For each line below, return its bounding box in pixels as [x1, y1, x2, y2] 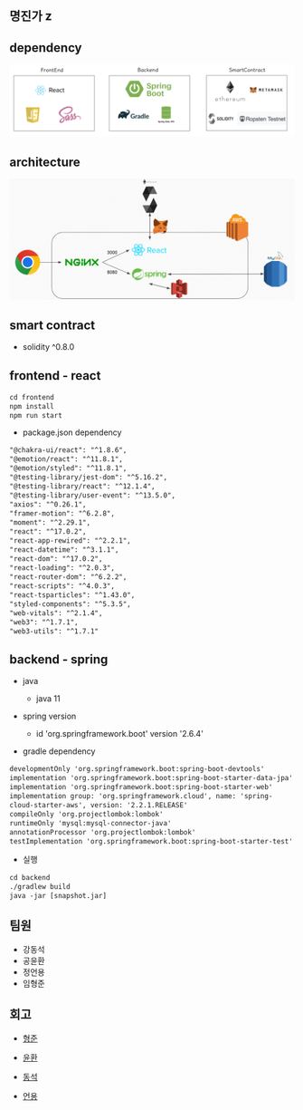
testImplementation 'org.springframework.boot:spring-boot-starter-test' [9, 837, 294, 846]
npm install [9, 402, 54, 411]
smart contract [9, 318, 96, 333]
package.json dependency [22, 427, 122, 438]
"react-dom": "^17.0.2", [9, 555, 103, 564]
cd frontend [9, 393, 54, 402]
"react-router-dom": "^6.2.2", [9, 573, 128, 582]
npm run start [9, 411, 63, 420]
